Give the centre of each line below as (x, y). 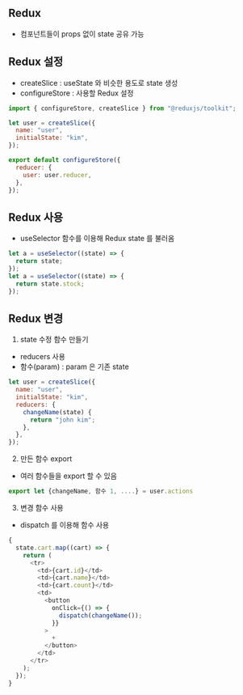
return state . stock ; (50, 284)
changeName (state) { (57, 412)
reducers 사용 (43, 357)
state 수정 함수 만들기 (54, 340)
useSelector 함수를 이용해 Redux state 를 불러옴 (97, 239)
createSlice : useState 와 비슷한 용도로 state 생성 (99, 83)
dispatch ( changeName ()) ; (101, 615)
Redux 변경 (36, 318)
